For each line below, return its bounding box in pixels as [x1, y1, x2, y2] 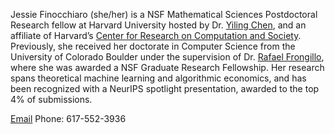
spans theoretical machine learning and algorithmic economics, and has [10, 72, 307, 84]
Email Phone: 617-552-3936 [10, 113, 127, 124]
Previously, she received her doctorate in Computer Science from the [10, 40, 296, 52]
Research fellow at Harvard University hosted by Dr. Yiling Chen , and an [10, 19, 307, 31]
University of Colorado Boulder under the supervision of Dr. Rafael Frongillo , [10, 51, 325, 63]
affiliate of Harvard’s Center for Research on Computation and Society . [10, 30, 302, 41]
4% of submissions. [10, 94, 93, 105]
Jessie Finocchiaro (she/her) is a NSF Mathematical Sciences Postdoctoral [10, 9, 318, 20]
